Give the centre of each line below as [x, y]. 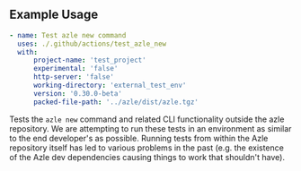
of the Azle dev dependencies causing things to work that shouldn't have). [147, 157]
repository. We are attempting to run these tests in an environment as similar [150, 128]
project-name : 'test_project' [89, 60]
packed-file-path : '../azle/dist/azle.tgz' [116, 102]
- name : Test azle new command [68, 35]
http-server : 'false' [74, 77]
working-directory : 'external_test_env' [110, 85]
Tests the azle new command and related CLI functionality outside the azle [147, 119]
